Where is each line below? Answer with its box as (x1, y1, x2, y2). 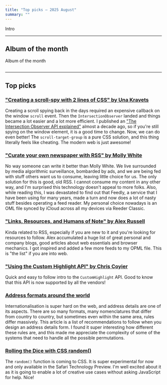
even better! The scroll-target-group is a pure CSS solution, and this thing (5, 134, 159, 140)
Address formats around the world (5, 292, 90, 299)
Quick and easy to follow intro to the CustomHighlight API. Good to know (5, 274, 153, 280)
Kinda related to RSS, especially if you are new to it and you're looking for (5, 229, 156, 235)
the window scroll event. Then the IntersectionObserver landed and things (5, 113, 161, 119)
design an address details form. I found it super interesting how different (5, 324, 154, 330)
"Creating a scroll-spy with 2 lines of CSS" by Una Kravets (5, 96, 149, 103)
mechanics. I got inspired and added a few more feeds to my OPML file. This (5, 245, 162, 251)
